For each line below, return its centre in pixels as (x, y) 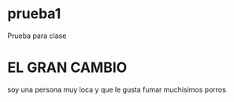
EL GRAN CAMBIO (67, 68)
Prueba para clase (37, 36)
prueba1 (34, 14)
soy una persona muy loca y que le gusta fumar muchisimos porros (117, 89)
